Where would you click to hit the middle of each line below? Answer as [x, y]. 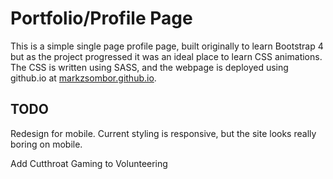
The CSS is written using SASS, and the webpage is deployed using [149, 67]
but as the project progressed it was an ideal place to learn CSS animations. [166, 56]
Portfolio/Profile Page [101, 18]
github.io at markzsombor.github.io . [83, 78]
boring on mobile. [46, 144]
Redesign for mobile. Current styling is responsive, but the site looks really [163, 133]
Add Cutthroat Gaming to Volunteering [89, 163]
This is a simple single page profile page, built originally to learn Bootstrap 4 [167, 46]
